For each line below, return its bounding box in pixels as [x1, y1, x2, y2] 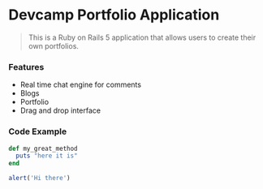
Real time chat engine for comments [19, 79, 142, 90]
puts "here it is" [15, 152, 79, 160]
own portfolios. [28, 41, 80, 50]
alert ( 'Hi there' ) [8, 174, 71, 183]
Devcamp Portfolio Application [8, 6, 220, 24]
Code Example [8, 126, 67, 137]
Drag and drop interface [19, 105, 101, 115]
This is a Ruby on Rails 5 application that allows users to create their [28, 32, 257, 42]
